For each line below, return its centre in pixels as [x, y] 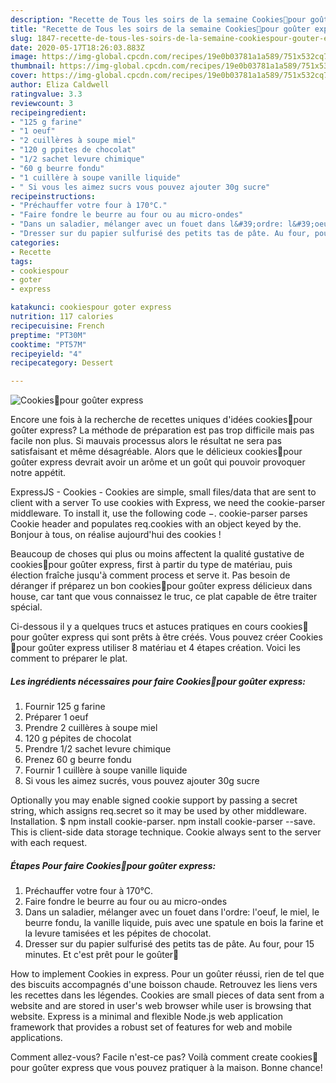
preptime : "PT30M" [48, 335]
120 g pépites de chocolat [78, 738]
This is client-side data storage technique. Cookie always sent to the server [166, 832]
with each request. [49, 843]
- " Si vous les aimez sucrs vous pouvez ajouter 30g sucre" [140, 187]
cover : [24, 76]
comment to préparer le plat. [69, 658]
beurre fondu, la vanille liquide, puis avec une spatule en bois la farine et [174, 923]
